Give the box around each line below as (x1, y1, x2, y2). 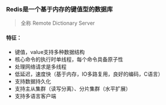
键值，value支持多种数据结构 (14, 48, 85, 55)
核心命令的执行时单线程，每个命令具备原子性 (14, 56, 124, 63)
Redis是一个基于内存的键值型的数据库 (6, 5, 113, 13)
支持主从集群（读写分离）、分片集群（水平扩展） (14, 85, 131, 92)
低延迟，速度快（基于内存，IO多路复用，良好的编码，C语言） (14, 70, 164, 77)
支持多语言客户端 (14, 92, 57, 99)
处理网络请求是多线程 (14, 63, 67, 70)
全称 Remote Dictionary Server (20, 19, 95, 27)
